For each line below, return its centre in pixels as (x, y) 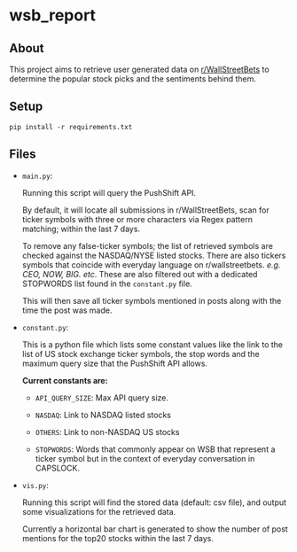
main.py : (37, 175)
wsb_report (52, 16)
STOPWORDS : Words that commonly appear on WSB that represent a (155, 449)
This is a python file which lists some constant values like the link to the (152, 344)
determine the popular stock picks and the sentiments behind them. (133, 79)
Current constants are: (65, 380)
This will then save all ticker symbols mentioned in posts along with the (152, 300)
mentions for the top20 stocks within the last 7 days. (118, 538)
